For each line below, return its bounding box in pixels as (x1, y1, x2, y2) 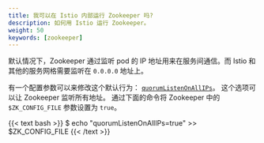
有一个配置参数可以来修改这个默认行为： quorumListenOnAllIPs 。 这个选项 (8, 83, 250, 92)
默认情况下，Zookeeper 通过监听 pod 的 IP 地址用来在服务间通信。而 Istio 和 (8, 56, 256, 66)
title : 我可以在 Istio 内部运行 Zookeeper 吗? (8, 11, 154, 20)
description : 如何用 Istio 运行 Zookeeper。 (8, 19, 150, 27)
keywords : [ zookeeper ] (8, 33, 83, 42)
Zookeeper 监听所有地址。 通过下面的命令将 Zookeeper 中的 (23, 92, 221, 103)
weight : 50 (8, 26, 44, 34)
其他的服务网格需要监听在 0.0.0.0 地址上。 (8, 66, 148, 76)
